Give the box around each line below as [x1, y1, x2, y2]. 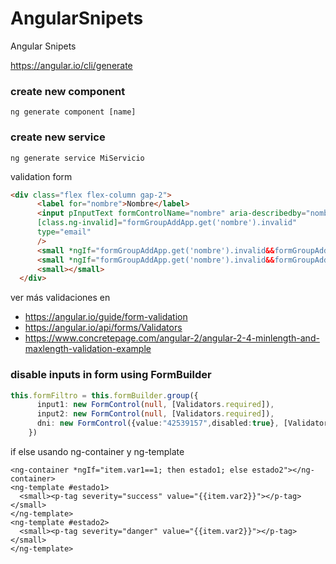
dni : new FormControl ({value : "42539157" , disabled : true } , [36, 418, 280, 429]
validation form [10, 170, 73, 182]
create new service [10, 130, 106, 144]
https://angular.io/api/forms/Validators [24, 322, 183, 334]
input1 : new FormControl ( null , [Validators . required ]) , [36, 400, 275, 410]
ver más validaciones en [10, 292, 111, 304]
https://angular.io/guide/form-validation [24, 311, 188, 323]
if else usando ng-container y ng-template [10, 445, 185, 457]
